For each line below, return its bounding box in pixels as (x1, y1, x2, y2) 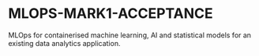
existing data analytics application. (8, 38, 121, 47)
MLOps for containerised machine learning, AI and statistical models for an (8, 30, 251, 40)
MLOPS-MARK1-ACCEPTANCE (8, 5, 213, 23)
